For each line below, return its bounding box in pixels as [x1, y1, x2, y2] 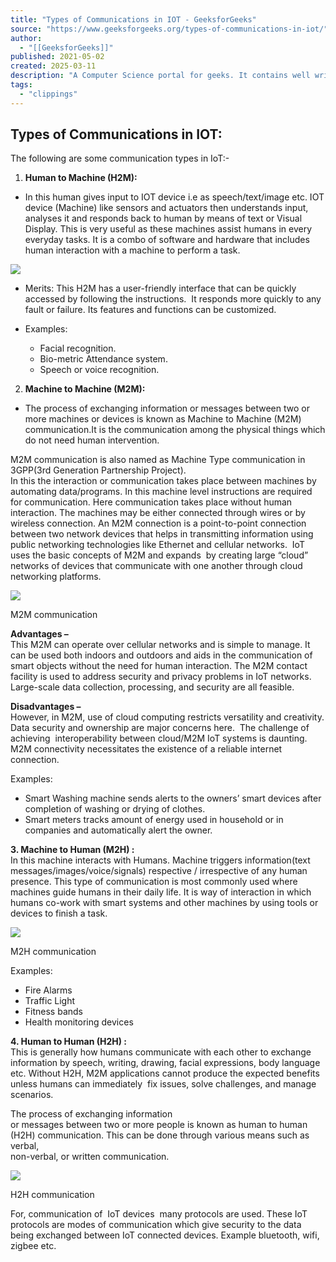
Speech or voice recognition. [39, 364, 160, 376]
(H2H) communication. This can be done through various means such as [10, 1129, 310, 1141]
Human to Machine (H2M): [24, 172, 138, 184]
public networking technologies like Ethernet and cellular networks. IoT [10, 539, 305, 551]
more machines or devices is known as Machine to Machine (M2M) [24, 413, 302, 425]
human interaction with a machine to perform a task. [24, 244, 241, 256]
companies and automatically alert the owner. [24, 824, 213, 836]
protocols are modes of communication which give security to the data [10, 1219, 302, 1231]
